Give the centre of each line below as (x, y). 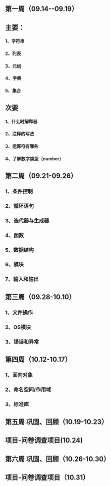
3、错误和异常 (22, 342)
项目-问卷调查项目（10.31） (47, 478)
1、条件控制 (19, 191)
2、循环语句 (20, 206)
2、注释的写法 (20, 134)
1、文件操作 (19, 312)
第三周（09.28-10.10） (40, 297)
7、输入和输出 (22, 279)
